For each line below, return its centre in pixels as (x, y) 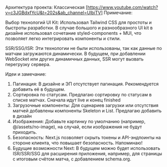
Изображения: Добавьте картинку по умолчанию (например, (79, 121)
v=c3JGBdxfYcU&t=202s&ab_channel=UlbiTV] (54, 13)
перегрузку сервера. (28, 64)
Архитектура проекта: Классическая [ (46, 7)
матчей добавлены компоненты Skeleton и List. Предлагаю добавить (87, 111)
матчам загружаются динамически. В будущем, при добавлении (75, 53)
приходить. (25, 132)
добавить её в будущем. (39, 89)
